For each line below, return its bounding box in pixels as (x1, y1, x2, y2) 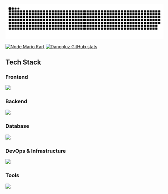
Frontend (5, 74, 28, 81)
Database (5, 122, 29, 130)
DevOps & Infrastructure (5, 147, 66, 154)
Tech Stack (5, 58, 41, 67)
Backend (5, 98, 28, 105)
